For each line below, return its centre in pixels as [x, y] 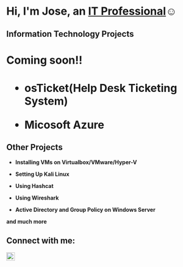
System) [46, 101]
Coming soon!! [45, 60]
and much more [27, 221]
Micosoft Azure [64, 125]
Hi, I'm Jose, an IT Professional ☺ [91, 11]
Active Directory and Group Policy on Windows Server [85, 209]
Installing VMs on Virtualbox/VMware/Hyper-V [76, 162]
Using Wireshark [37, 198]
